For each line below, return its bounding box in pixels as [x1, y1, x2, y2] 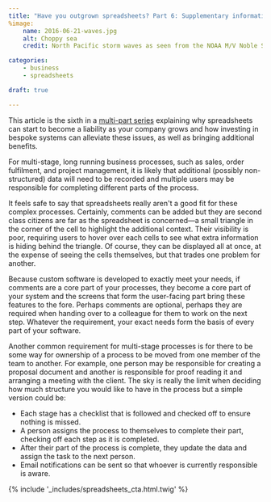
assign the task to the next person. [19, 451, 135, 461]
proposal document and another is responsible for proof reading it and [8, 367, 243, 377]
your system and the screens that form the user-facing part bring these [8, 291, 246, 301]
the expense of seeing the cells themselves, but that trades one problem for [8, 250, 261, 259]
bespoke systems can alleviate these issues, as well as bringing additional [8, 133, 255, 142]
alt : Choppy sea [23, 34, 78, 43]
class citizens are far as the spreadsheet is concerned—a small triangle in [8, 215, 254, 225]
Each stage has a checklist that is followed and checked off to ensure [19, 408, 252, 418]
